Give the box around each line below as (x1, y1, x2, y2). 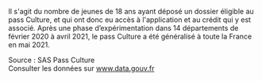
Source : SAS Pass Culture (8, 55, 95, 64)
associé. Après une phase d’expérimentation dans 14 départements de (8, 24, 239, 32)
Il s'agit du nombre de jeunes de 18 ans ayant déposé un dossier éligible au (8, 7, 254, 16)
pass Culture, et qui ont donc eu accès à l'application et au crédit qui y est (8, 15, 252, 24)
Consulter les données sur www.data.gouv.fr (8, 64, 155, 73)
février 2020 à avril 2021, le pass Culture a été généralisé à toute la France (8, 31, 252, 41)
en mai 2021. (8, 40, 50, 50)
